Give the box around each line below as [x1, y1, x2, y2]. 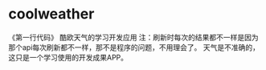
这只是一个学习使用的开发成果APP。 [8, 52, 129, 62]
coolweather [8, 5, 95, 23]
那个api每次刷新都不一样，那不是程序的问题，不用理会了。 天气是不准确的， [8, 42, 260, 52]
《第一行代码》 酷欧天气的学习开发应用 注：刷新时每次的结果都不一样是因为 [8, 32, 259, 42]
